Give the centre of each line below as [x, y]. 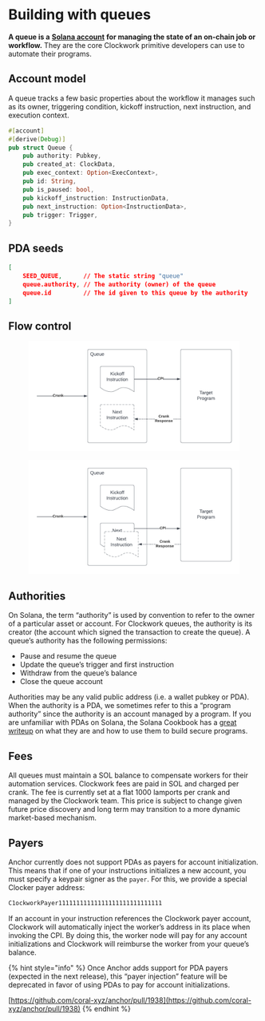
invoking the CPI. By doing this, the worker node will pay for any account [128, 935]
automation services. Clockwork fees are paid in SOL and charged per [124, 784]
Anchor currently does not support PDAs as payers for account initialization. [133, 862]
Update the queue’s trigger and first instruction [97, 665]
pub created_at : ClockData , [69, 164]
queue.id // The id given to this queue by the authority [135, 293]
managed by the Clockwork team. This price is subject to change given [125, 801]
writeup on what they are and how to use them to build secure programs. [128, 731]
